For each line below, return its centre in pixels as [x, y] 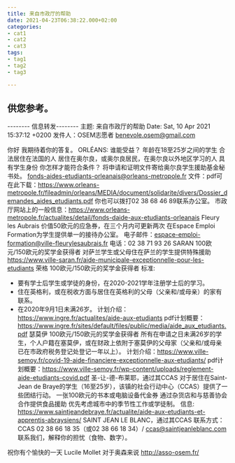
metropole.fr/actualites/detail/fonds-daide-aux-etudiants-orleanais [104, 218]
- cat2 [17, 40]
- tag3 [17, 72]
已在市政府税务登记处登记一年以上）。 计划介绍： [87, 352]
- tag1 [17, 59]
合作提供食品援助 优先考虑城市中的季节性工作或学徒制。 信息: [106, 404]
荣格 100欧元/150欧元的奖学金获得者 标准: [95, 268]
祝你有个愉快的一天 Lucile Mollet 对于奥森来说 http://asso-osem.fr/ [103, 453]
